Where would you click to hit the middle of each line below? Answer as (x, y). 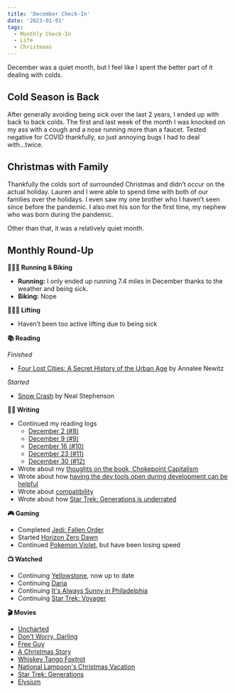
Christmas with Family (58, 167)
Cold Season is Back (53, 97)
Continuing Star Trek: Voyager (62, 598)
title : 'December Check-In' (49, 14)
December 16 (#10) (56, 446)
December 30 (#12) (56, 461)
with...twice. (25, 144)
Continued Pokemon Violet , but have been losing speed (99, 545)
